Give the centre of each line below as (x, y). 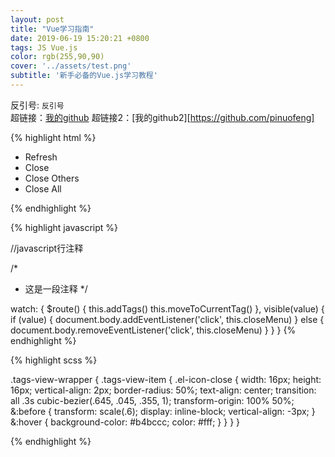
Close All (43, 188)
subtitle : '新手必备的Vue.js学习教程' (84, 76)
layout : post (37, 19)
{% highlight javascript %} (64, 227)
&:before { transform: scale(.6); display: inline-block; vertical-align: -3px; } (163, 411)
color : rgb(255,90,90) (57, 57)
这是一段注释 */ (56, 288)
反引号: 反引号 (37, 105)
